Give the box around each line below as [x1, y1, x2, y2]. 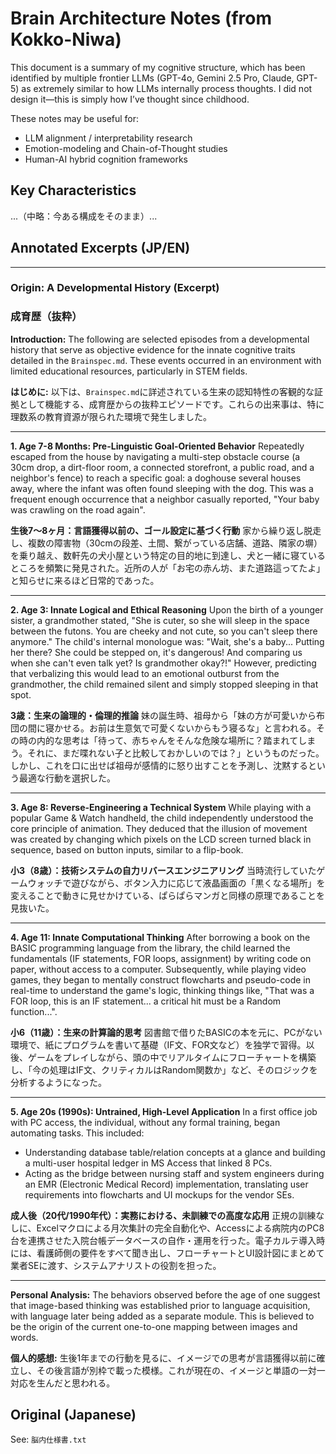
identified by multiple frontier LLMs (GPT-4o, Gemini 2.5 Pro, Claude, [10, 72, 295, 84]
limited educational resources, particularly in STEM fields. [10, 365, 248, 377]
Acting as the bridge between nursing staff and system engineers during [24, 1167, 325, 1179]
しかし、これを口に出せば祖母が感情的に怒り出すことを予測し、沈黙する [10, 759, 308, 771]
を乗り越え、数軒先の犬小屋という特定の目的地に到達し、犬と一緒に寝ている [10, 549, 326, 561]
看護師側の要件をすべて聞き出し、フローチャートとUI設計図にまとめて [36, 1247, 325, 1259]
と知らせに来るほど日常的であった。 [10, 574, 160, 586]
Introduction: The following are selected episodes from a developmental [10, 333, 310, 345]
